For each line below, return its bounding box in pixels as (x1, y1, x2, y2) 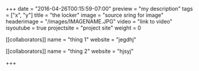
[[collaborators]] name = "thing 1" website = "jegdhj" (5, 36, 137, 43)
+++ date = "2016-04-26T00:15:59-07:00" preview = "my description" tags (5, 5, 194, 12)
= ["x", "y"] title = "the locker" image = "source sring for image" (5, 11, 164, 19)
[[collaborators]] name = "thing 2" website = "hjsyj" (5, 48, 134, 55)
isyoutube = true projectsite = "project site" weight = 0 (5, 24, 141, 31)
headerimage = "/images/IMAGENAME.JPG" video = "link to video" (5, 18, 173, 25)
